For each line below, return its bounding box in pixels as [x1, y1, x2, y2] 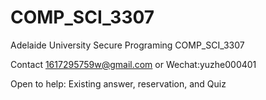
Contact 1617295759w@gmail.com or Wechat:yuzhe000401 [10, 58, 257, 70]
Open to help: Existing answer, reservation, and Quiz [10, 77, 227, 90]
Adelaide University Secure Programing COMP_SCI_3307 [10, 39, 245, 51]
